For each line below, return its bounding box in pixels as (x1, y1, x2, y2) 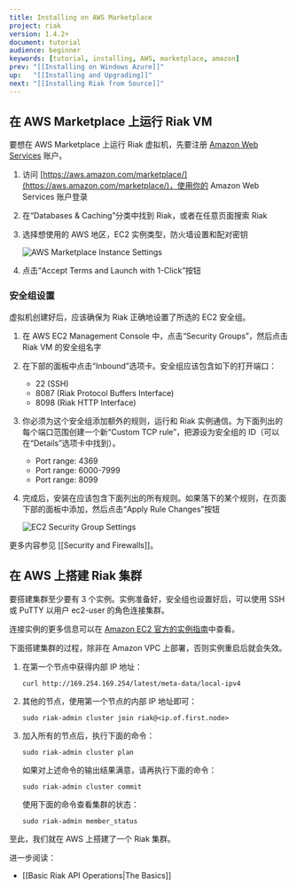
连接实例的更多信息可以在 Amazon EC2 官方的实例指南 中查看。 (9, 623, 239, 634)
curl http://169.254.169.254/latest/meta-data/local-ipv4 (21, 679, 241, 688)
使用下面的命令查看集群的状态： (21, 798, 139, 809)
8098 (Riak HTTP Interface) (35, 397, 137, 408)
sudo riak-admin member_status (21, 816, 138, 826)
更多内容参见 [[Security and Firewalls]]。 (9, 539, 158, 551)
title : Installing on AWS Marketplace (9, 12, 152, 22)
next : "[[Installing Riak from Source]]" (9, 79, 165, 88)
